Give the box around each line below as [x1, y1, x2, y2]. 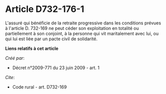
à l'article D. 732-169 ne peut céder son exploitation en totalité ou [5, 25, 139, 31]
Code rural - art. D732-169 [12, 84, 67, 90]
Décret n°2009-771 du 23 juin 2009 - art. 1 [12, 65, 100, 71]
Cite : [5, 74, 15, 80]
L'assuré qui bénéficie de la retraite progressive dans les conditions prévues [5, 20, 162, 26]
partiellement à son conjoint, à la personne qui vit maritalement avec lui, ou [5, 30, 159, 36]
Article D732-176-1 [5, 3, 84, 15]
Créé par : [5, 55, 25, 61]
